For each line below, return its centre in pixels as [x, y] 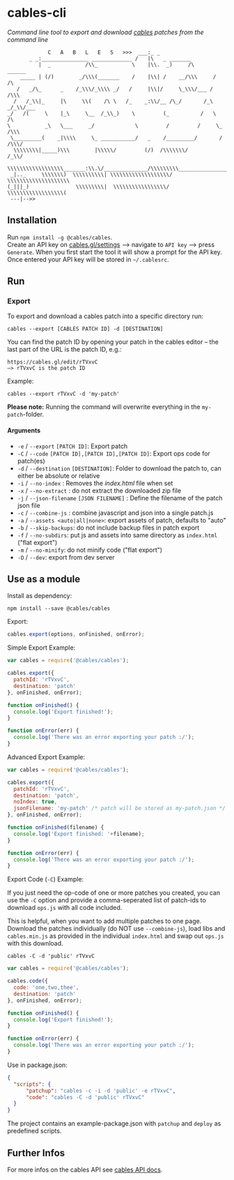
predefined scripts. [34, 1131]
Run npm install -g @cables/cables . [60, 237]
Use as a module [44, 580]
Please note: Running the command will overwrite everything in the [104, 407]
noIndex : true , [36, 802]
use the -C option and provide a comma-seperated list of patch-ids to [107, 900]
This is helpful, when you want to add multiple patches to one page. [104, 921]
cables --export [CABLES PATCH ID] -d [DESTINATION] [85, 329]
